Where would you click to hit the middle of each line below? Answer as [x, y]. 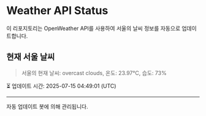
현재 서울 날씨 [31, 57]
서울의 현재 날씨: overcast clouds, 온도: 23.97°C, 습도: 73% [94, 73]
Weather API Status [57, 11]
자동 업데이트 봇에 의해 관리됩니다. [47, 106]
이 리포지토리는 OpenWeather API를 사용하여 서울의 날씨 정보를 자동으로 [93, 28]
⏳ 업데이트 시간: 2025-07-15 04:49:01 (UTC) [61, 85]
